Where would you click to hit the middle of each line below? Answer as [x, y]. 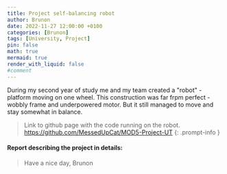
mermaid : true [27, 58]
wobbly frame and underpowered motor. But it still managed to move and [110, 104]
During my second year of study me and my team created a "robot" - [105, 90]
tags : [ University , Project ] [49, 39]
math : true [23, 52]
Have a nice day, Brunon [59, 163]
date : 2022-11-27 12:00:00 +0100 [55, 26]
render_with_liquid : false [46, 64]
